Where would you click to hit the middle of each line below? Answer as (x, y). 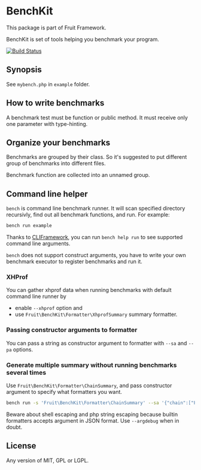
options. (23, 350)
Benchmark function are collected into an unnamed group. (78, 175)
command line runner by (36, 296)
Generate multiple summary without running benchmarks (92, 365)
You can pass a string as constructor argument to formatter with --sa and (97, 343)
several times (26, 372)
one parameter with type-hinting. (47, 123)
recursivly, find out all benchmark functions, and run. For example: (88, 215)
